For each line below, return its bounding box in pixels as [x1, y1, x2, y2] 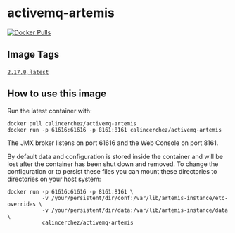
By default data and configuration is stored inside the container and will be [7, 152, 224, 160]
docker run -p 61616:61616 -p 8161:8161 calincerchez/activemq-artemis [7, 126, 222, 133]
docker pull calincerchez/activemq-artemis [7, 120, 137, 127]
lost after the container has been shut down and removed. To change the [7, 160, 219, 168]
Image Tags [7, 49, 60, 61]
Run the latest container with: [7, 106, 93, 115]
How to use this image [7, 88, 107, 100]
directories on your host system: [7, 175, 101, 183]
